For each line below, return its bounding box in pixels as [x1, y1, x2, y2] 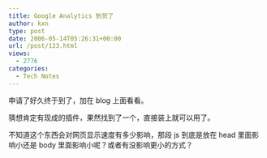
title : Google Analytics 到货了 [8, 11, 114, 20]
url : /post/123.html [8, 42, 79, 50]
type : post [8, 27, 45, 35]
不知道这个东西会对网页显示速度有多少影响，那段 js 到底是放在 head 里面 [8, 130, 252, 139]
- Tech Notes [15, 72, 60, 80]
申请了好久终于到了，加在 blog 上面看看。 [8, 95, 149, 105]
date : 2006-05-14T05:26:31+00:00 [8, 34, 122, 43]
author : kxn [8, 19, 49, 28]
